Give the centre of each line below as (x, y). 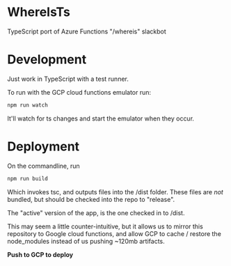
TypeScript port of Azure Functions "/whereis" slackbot (87, 31)
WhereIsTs (39, 12)
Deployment (43, 146)
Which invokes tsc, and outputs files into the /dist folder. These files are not (115, 191)
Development (47, 60)
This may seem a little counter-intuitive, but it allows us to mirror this (105, 226)
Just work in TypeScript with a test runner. (68, 79)
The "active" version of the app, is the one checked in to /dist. (96, 212)
